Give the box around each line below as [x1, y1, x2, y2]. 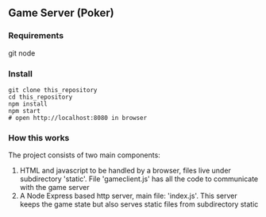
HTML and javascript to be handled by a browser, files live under [19, 166, 232, 176]
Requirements [8, 30, 64, 41]
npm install [8, 99, 48, 108]
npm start [8, 107, 41, 114]
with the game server [19, 183, 90, 192]
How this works [8, 132, 70, 143]
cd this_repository [8, 93, 73, 101]
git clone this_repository [8, 86, 98, 94]
